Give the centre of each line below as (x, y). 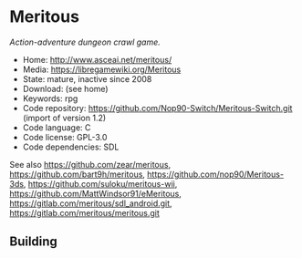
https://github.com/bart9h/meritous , (78, 174)
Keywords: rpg (50, 98)
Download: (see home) (65, 88)
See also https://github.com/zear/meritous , (90, 164)
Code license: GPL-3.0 (65, 137)
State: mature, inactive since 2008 (87, 78)
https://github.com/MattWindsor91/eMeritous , (96, 193)
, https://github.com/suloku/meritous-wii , (100, 183)
